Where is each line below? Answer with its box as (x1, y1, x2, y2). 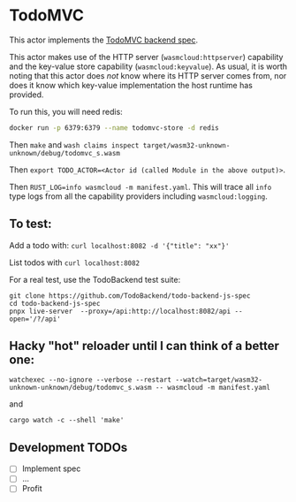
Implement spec (21, 463, 81, 474)
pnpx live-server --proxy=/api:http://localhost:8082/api (9, 307, 231, 316)
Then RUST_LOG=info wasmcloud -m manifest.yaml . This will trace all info (9, 181, 272, 192)
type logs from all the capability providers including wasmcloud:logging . (9, 191, 268, 202)
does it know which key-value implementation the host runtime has (9, 80, 254, 90)
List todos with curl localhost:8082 (9, 257, 140, 268)
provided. (9, 89, 44, 100)
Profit (21, 483, 42, 494)
